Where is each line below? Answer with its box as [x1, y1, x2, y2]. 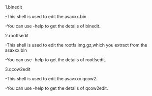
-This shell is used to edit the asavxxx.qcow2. [5, 76, 97, 81]
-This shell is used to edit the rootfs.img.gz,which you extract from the [5, 42, 148, 48]
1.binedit [5, 4, 22, 10]
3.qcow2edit [5, 66, 30, 72]
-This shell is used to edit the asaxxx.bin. [5, 14, 88, 19]
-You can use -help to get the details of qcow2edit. [5, 85, 108, 91]
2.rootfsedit [5, 33, 29, 38]
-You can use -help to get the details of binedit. [5, 23, 101, 29]
